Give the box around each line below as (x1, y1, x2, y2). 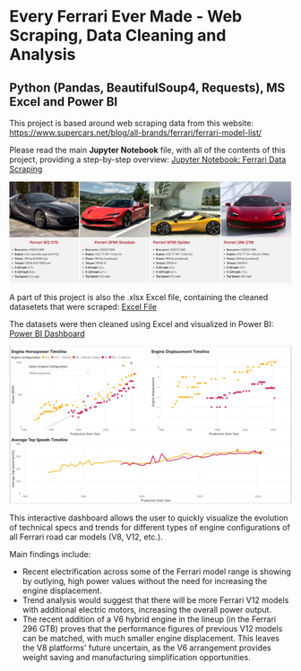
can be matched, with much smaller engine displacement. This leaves (21, 633, 280, 644)
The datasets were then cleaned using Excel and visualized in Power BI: (9, 318, 274, 329)
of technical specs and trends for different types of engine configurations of (9, 522, 291, 533)
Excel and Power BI (9, 94, 118, 109)
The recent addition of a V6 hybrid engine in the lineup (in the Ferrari (21, 614, 276, 624)
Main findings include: (9, 549, 91, 560)
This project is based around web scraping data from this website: (9, 118, 254, 128)
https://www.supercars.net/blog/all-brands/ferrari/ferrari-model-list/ (9, 127, 262, 138)
